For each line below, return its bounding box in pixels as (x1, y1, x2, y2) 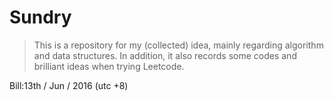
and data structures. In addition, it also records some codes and (33, 49, 297, 61)
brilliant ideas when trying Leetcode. (33, 60, 185, 72)
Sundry (9, 6, 72, 29)
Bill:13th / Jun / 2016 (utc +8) (9, 79, 129, 91)
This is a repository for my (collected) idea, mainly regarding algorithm (33, 39, 324, 51)
